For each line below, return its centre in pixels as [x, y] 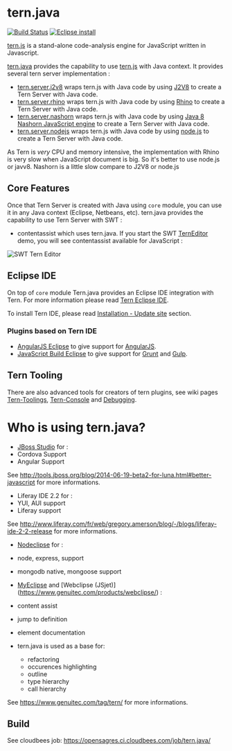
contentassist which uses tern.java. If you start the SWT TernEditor [113, 233]
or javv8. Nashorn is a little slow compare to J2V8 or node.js [93, 166]
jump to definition [42, 619]
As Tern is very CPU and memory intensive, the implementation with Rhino [113, 152]
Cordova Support [42, 454]
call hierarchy [47, 689]
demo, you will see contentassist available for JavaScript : [100, 240]
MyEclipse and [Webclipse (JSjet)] [66, 585]
